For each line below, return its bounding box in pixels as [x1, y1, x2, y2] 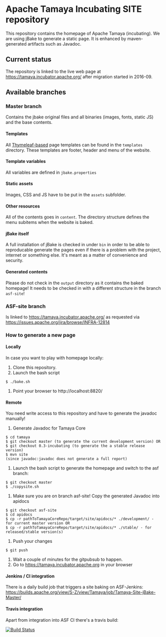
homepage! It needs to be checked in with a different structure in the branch [5, 285, 161, 291]
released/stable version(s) [5, 530, 64, 534]
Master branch [5, 103, 42, 110]
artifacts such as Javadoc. [27, 41, 82, 47]
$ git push [5, 548, 28, 553]
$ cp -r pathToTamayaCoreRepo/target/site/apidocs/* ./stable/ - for [5, 525, 152, 531]
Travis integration [5, 606, 43, 612]
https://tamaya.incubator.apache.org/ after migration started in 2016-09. [5, 73, 153, 80]
